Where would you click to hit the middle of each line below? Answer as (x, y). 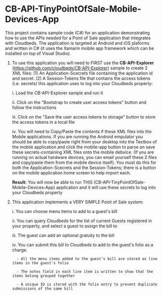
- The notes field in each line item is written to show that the (85, 271)
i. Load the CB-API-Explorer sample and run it (57, 93)
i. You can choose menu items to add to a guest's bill (65, 211)
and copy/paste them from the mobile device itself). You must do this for (84, 162)
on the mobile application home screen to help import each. (72, 173)
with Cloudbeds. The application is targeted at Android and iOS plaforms (77, 43)
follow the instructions (34, 107)
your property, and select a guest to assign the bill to (65, 226)
